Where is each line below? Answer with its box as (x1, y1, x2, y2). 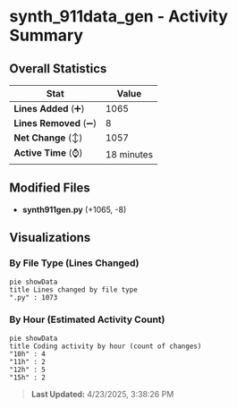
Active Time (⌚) (13, 147, 83, 158)
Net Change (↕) (13, 132, 83, 144)
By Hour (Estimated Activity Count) (9, 313, 165, 326)
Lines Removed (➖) (13, 117, 97, 129)
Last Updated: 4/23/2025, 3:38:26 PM (30, 388, 174, 399)
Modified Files (9, 181, 91, 196)
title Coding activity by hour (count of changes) (9, 342, 202, 351)
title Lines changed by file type (9, 285, 139, 294)
